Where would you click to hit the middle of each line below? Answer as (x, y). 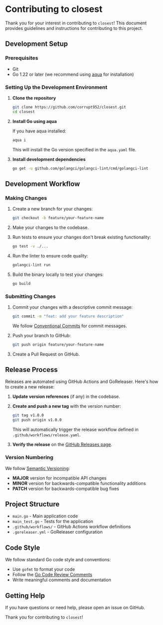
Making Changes (26, 198)
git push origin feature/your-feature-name (58, 345)
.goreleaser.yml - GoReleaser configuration (57, 532)
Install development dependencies (49, 159)
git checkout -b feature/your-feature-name (58, 218)
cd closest (24, 112)
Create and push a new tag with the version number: (67, 406)
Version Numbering (29, 458)
